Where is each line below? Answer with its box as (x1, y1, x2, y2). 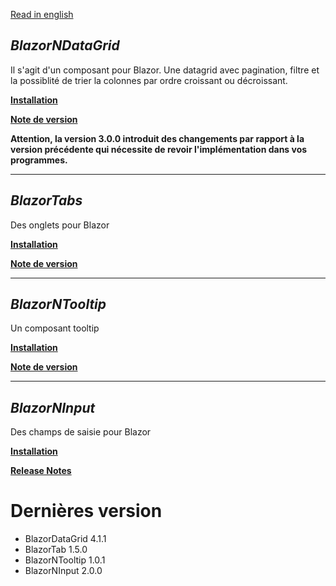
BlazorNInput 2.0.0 (24, 565, 103, 577)
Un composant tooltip (10, 322, 100, 334)
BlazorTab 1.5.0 (24, 544, 88, 556)
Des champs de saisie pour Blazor (10, 426, 152, 438)
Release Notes (10, 465, 72, 477)
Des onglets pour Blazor (10, 219, 110, 231)
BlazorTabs (10, 192, 83, 209)
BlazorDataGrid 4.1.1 (24, 533, 107, 545)
